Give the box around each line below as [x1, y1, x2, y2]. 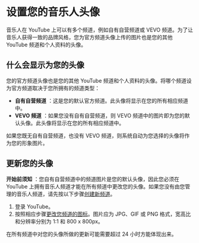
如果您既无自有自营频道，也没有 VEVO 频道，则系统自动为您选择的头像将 [6, 132, 185, 139]
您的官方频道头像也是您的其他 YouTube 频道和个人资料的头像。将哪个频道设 [6, 77, 192, 84]
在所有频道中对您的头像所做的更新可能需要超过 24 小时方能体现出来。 [6, 230, 177, 238]
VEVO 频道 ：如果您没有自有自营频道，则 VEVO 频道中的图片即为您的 [14, 112, 185, 119]
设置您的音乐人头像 [6, 5, 100, 19]
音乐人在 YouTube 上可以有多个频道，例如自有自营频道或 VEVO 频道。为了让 [6, 26, 194, 33]
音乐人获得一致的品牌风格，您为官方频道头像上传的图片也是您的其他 [6, 33, 173, 40]
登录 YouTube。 [14, 203, 54, 210]
